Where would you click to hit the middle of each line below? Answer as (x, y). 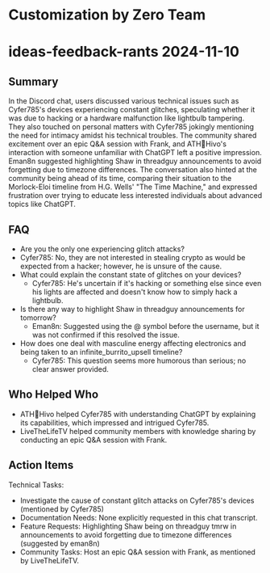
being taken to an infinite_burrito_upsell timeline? (101, 352)
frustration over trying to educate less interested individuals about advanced (135, 196)
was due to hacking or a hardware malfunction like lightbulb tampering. (127, 118)
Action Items (41, 465)
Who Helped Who (54, 395)
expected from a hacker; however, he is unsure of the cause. (121, 266)
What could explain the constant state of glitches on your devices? (131, 275)
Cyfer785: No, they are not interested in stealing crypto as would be (133, 257)
